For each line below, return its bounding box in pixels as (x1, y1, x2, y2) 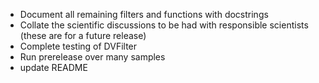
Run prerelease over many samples (19, 51, 166, 63)
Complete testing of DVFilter (19, 40, 138, 52)
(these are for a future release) (19, 30, 147, 41)
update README (19, 62, 88, 73)
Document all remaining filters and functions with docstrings (19, 9, 269, 20)
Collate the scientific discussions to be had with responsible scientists (19, 19, 309, 31)
